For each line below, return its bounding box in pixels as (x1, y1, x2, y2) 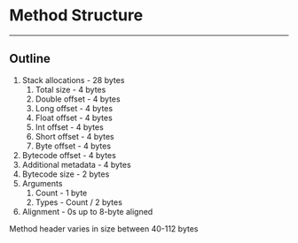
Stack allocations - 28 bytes (21, 74, 125, 85)
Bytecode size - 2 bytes (21, 169, 110, 179)
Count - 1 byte (35, 187, 88, 198)
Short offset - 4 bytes (35, 131, 114, 141)
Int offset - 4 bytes (35, 121, 104, 133)
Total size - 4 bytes (35, 84, 106, 95)
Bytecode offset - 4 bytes (21, 149, 117, 160)
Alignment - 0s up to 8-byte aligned (21, 206, 153, 216)
